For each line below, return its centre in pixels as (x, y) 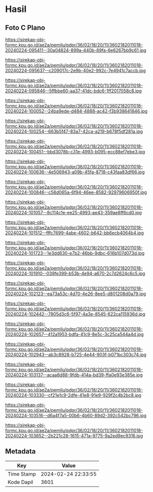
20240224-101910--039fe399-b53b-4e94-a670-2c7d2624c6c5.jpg (75, 273)
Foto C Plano (25, 28)
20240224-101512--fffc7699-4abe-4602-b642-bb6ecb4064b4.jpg (75, 233)
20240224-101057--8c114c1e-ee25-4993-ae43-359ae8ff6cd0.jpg (74, 213)
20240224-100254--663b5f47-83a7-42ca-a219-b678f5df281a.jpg (74, 131)
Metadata (20, 451)
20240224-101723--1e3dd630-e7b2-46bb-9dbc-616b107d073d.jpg (75, 253)
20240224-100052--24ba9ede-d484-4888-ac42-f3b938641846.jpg (76, 111)
